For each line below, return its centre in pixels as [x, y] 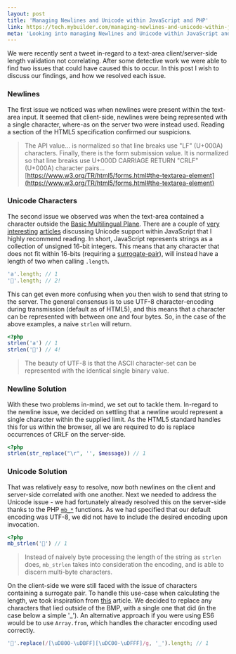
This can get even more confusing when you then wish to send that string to [118, 294]
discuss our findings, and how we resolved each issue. [87, 76]
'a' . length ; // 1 [33, 274]
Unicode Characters [42, 201]
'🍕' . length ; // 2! [34, 281]
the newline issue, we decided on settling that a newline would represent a [115, 411]
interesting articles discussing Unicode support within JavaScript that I [110, 231]
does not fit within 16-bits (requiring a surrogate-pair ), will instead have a [113, 253]
